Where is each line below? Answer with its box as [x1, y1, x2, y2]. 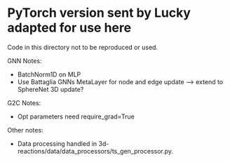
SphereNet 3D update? [17, 85, 84, 93]
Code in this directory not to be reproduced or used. [7, 43, 158, 51]
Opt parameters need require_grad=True [17, 112, 135, 121]
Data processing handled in [17, 139, 97, 148]
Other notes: [7, 126, 43, 134]
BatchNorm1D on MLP [17, 70, 81, 79]
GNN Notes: [7, 56, 42, 65]
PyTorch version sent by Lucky [7, 5, 191, 21]
